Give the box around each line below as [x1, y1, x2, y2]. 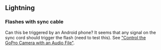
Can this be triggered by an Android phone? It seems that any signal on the [5, 29, 156, 35]
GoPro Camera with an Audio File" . [5, 40, 75, 46]
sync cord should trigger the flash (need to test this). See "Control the [5, 34, 146, 40]
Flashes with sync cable [5, 18, 64, 25]
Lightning [5, 4, 35, 12]
